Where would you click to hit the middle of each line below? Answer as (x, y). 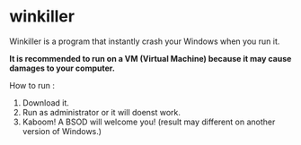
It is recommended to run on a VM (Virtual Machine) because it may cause (150, 58)
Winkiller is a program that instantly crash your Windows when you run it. (145, 41)
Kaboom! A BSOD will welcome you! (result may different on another (149, 122)
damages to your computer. (62, 68)
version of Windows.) (62, 131)
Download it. (46, 102)
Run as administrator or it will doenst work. (102, 112)
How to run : (32, 85)
